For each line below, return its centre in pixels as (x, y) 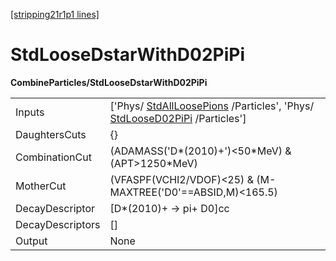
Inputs (30, 112)
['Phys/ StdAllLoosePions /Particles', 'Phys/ (212, 106)
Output (31, 241)
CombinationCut (53, 157)
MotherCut (41, 186)
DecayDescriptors (58, 224)
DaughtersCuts (51, 134)
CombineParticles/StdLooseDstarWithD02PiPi (109, 82)
